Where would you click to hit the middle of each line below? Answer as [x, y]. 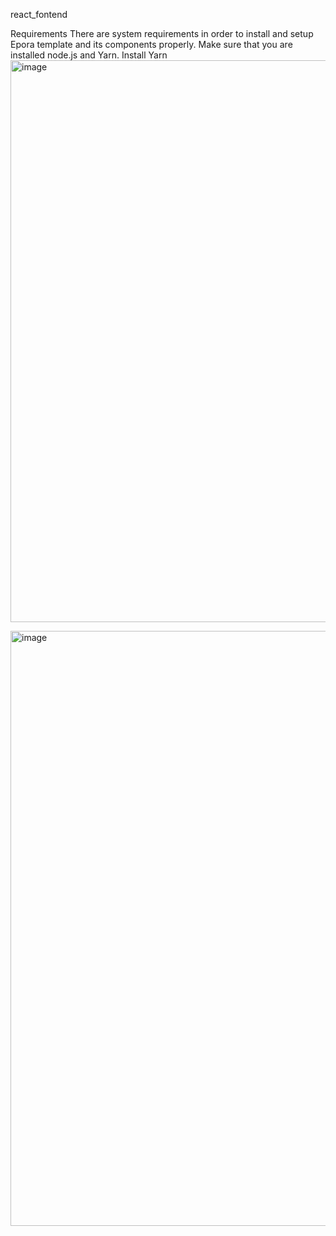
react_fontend [39, 14]
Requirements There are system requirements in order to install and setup [162, 33]
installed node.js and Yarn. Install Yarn [89, 55]
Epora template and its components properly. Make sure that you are [151, 44]
